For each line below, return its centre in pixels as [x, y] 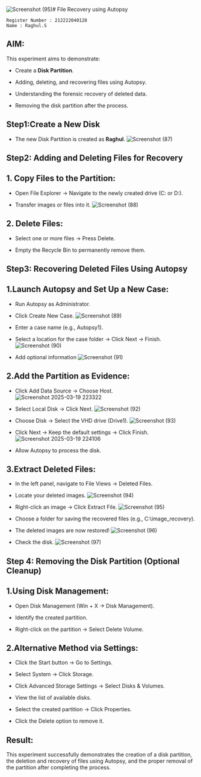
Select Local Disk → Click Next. [54, 409]
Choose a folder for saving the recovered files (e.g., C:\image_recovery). [105, 519]
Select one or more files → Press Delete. [65, 238]
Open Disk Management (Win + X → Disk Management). [85, 606]
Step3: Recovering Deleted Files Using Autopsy [97, 269]
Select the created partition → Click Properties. [73, 709]
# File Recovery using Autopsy [90, 9]
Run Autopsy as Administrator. [52, 304]
